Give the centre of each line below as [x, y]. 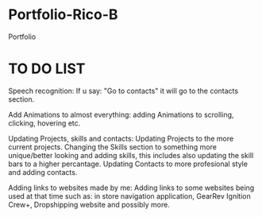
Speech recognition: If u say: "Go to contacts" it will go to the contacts [123, 91]
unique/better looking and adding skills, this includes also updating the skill [131, 155]
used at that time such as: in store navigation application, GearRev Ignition [130, 196]
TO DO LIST [47, 69]
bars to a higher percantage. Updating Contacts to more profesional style [128, 164]
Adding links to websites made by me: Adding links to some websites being [131, 188]
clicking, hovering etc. [44, 123]
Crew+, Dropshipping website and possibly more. [89, 204]
